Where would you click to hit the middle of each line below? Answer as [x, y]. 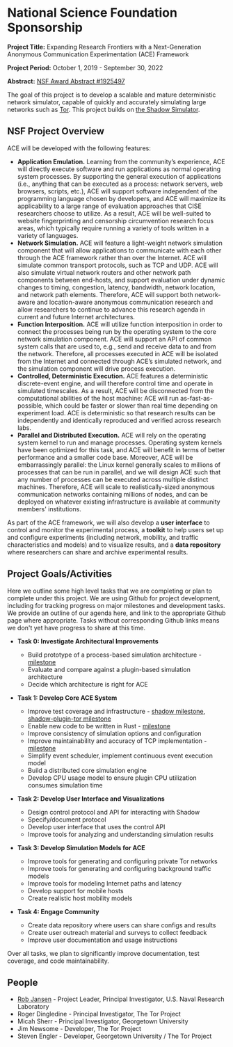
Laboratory [33, 1007]
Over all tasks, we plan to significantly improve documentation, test [103, 953]
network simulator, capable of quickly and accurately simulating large [107, 102]
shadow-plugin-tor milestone [69, 719]
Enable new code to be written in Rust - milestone [99, 726]
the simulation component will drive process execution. [96, 368]
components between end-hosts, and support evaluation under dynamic [121, 280]
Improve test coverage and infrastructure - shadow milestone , [116, 711]
